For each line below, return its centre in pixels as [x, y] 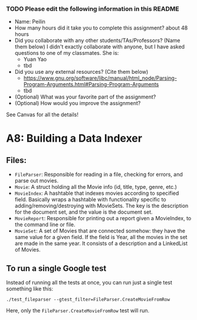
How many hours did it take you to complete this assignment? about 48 [101, 28]
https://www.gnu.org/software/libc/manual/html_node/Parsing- [100, 78]
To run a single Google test [56, 268]
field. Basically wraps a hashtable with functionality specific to [90, 200]
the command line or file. [45, 225]
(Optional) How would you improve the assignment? [78, 103]
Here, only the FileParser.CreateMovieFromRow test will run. [78, 311]
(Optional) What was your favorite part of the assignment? [85, 97]
